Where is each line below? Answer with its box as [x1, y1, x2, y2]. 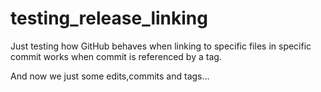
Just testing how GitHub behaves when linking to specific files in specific [10, 40, 312, 52]
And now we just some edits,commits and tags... [10, 70, 210, 82]
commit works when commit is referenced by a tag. [10, 50, 222, 62]
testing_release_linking [10, 7, 208, 30]
